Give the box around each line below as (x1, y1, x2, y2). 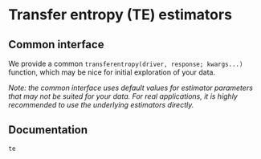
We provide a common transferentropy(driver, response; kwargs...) (8, 59, 243, 68)
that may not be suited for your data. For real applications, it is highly (8, 92, 239, 101)
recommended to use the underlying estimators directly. (8, 100, 194, 109)
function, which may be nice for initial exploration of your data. (8, 67, 215, 77)
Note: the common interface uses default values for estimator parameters (8, 83, 253, 92)
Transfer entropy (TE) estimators (8, 6, 233, 24)
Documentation (8, 123, 88, 137)
